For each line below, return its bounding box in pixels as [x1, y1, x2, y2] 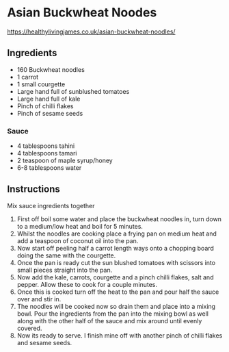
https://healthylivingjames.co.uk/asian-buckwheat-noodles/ [7, 27, 176, 36]
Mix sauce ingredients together [7, 201, 95, 210]
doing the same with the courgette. [16, 251, 116, 260]
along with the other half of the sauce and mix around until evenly [16, 316, 202, 325]
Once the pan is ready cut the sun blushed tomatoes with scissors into [16, 258, 216, 266]
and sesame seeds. [16, 338, 72, 347]
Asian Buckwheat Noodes [7, 5, 157, 21]
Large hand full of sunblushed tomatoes [16, 87, 130, 95]
